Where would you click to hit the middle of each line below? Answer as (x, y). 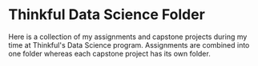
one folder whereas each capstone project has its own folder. (109, 53)
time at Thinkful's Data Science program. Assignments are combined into (129, 45)
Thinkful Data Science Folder (107, 15)
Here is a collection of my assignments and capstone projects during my (128, 37)
